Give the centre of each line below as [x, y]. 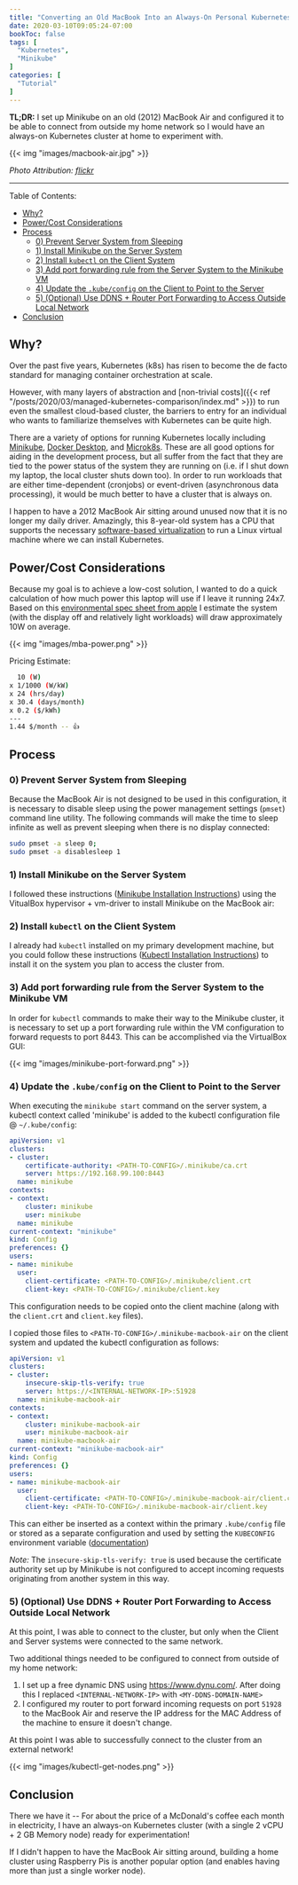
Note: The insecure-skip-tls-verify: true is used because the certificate [145, 1560]
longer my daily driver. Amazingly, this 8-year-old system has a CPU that [142, 521]
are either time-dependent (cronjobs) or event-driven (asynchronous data [144, 485]
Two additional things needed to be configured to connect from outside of [144, 1659]
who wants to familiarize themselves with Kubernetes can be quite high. [141, 420]
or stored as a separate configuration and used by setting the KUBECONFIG [142, 1533]
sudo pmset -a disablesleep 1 [65, 852]
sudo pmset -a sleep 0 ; [53, 844]
